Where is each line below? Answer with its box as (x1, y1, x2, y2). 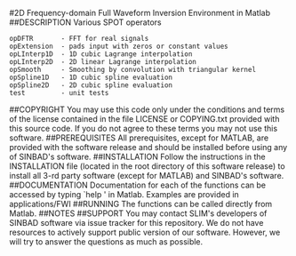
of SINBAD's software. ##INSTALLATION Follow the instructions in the (9, 151, 266, 162)
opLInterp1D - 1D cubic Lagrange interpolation (9, 50, 193, 59)
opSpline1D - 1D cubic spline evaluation (9, 73, 173, 82)
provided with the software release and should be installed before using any (9, 142, 288, 152)
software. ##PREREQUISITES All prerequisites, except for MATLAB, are (9, 132, 269, 143)
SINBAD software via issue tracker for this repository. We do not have (9, 218, 264, 228)
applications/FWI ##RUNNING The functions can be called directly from (9, 199, 273, 209)
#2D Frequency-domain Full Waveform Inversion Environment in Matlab (9, 8, 271, 18)
